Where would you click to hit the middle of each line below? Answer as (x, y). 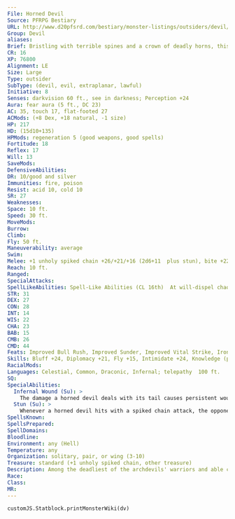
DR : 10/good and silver (42, 177)
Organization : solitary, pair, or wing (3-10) (76, 457)
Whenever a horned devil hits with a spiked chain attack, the (114, 411)
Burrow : (19, 228)
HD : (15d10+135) (31, 131)
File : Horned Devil (36, 14)
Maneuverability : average (45, 248)
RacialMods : (24, 366)
